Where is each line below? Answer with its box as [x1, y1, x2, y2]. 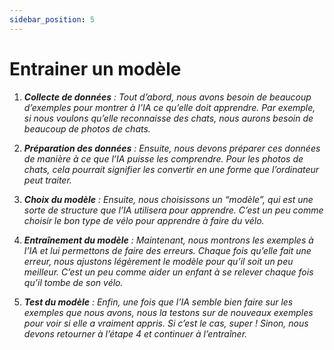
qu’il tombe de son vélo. [23, 276, 124, 288]
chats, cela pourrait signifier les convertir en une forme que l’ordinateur [23, 163, 320, 175]
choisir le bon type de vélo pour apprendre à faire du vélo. [23, 214, 265, 226]
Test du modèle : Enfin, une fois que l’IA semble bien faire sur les [23, 296, 294, 308]
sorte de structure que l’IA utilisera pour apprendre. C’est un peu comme [23, 204, 324, 216]
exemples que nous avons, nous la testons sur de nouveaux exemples [23, 306, 314, 318]
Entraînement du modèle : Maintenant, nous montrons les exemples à [23, 234, 314, 246]
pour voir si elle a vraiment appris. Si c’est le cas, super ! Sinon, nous [23, 317, 309, 329]
